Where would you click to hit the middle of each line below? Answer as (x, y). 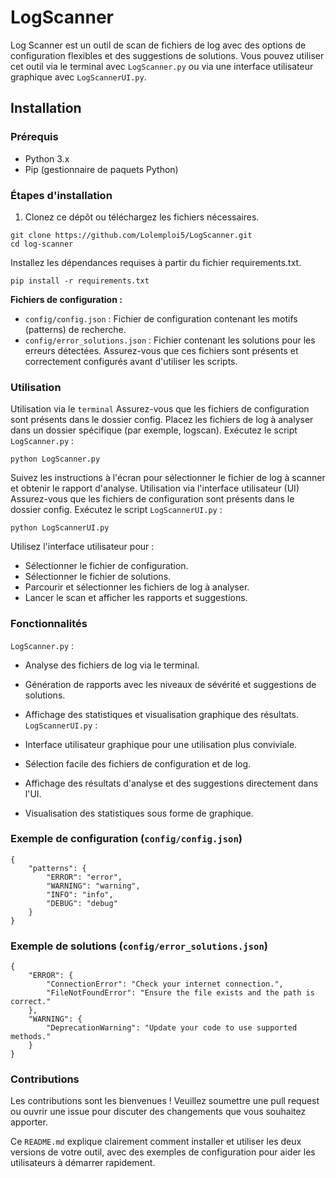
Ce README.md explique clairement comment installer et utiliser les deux (156, 1142)
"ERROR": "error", (84, 877)
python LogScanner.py (55, 459)
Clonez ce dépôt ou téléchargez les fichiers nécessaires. (142, 217)
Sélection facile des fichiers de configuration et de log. (138, 763)
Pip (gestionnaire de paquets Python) (101, 169)
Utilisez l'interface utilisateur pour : (82, 547)
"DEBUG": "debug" (82, 903)
